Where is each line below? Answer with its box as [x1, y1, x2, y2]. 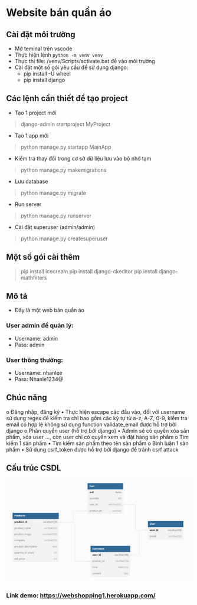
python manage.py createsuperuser [20, 235, 108, 242]
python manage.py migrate [20, 189, 87, 196]
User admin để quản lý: [6, 322, 74, 330]
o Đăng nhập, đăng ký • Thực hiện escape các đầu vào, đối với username [6, 408, 186, 416]
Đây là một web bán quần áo [14, 307, 84, 314]
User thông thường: [6, 356, 64, 364]
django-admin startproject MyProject [20, 120, 111, 127]
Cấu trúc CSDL [6, 463, 61, 473]
